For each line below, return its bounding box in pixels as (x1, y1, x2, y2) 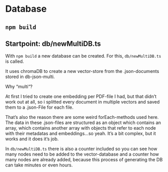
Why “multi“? (5, 84, 33, 90)
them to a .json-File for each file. (5, 104, 74, 110)
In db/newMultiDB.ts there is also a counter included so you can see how (5, 146, 158, 152)
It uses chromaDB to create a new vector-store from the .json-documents (5, 68, 159, 75)
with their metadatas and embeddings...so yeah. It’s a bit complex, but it (5, 131, 156, 137)
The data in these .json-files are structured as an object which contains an (5, 119, 161, 126)
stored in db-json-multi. (5, 73, 55, 80)
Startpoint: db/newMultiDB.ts (5, 39, 101, 48)
